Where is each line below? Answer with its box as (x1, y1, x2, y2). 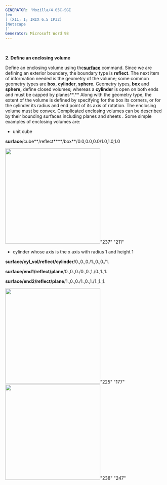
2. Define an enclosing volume (5, 55, 71, 61)
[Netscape (5, 21, 26, 27)
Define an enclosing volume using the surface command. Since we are (5, 64, 152, 71)
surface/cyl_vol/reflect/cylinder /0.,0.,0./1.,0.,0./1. (5, 258, 109, 265)
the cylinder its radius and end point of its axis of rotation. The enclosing (5, 103, 156, 108)
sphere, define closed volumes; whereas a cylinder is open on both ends (5, 86, 158, 92)
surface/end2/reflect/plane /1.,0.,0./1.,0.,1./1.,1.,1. (5, 278, 106, 284)
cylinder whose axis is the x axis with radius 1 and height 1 (12, 249, 134, 254)
